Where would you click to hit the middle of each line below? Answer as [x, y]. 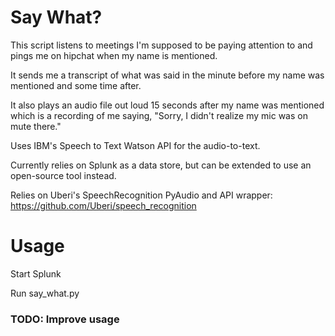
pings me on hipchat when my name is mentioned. [114, 55]
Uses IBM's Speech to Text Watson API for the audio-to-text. [135, 145]
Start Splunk [36, 273]
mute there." [36, 126]
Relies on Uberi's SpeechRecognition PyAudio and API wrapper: [141, 195]
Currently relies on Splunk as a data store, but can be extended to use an [161, 165]
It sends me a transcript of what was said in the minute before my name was [167, 75]
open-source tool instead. [63, 175]
